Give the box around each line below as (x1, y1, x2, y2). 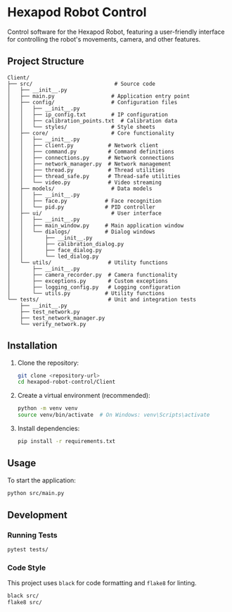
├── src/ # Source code (7, 80, 156, 87)
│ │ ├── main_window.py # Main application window (7, 222, 184, 229)
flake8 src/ (7, 599, 42, 606)
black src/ (7, 592, 39, 599)
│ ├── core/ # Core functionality (7, 130, 174, 137)
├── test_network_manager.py (20, 314, 105, 321)
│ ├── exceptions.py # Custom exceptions (7, 277, 169, 285)
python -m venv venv (17, 405, 78, 412)
